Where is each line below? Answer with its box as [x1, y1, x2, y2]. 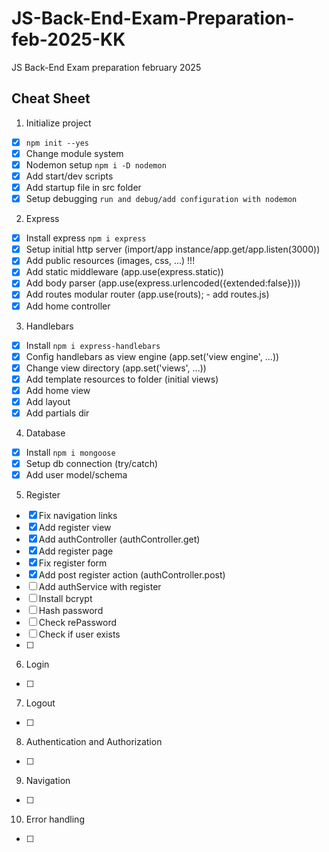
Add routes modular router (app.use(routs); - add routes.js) [25, 288, 270, 301]
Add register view [38, 522, 112, 534]
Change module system [25, 147, 124, 159]
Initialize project [25, 117, 92, 129]
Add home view [25, 384, 91, 396]
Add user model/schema [25, 469, 128, 481]
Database [25, 427, 66, 439]
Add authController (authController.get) [38, 533, 201, 546]
